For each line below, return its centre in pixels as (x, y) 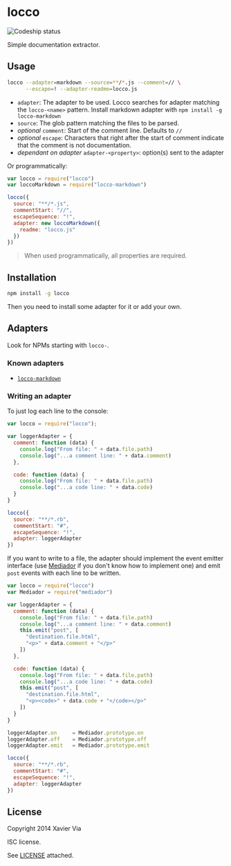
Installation (32, 277)
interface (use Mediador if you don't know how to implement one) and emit (114, 566)
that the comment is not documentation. (74, 145)
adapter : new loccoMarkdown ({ (57, 223)
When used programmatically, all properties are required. (105, 256)
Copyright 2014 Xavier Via (44, 829)
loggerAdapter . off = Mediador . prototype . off (77, 739)
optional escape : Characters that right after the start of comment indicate (121, 138)
